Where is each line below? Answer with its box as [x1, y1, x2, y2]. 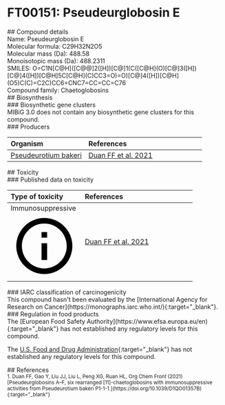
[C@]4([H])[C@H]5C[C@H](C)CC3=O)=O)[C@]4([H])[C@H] [7, 71, 179, 80]
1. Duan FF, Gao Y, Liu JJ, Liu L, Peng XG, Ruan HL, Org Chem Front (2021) [7, 373, 184, 380]
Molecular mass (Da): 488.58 [7, 50, 90, 58]
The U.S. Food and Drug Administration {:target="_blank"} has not [7, 345, 193, 353]
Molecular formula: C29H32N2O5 [7, 42, 103, 50]
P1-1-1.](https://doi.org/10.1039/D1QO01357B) [95, 385, 202, 393]
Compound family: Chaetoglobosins [7, 86, 109, 94]
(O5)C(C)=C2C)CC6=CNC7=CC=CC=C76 [7, 78, 126, 87]
